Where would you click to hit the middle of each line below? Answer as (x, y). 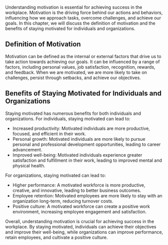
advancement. (27, 149)
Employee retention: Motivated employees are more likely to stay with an (88, 195)
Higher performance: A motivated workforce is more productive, (79, 185)
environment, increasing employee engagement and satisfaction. (79, 211)
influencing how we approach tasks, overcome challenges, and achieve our (83, 18)
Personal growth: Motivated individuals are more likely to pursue (79, 139)
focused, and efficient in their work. (49, 134)
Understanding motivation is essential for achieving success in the (74, 7)
